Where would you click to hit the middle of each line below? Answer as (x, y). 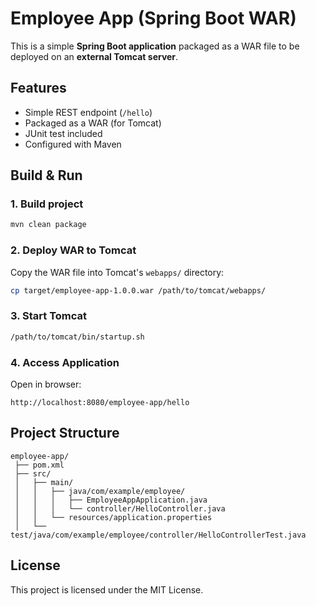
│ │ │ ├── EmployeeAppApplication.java (111, 500)
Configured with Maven (73, 144)
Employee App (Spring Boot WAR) (153, 18)
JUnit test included (63, 133)
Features (38, 88)
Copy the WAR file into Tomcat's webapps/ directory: (117, 272)
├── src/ (33, 473)
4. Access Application (65, 362)
